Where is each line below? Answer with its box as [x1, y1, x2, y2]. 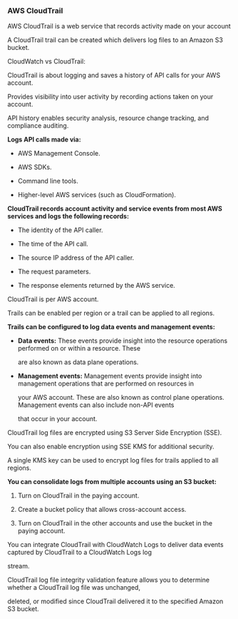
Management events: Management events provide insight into [17, 372, 202, 381]
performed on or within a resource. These [17, 344, 141, 353]
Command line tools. [17, 177, 78, 186]
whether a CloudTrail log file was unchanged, [7, 583, 141, 592]
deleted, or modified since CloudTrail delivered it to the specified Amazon [7, 597, 224, 605]
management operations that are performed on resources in [17, 379, 195, 388]
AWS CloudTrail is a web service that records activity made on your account [7, 22, 232, 31]
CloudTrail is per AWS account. [7, 295, 99, 303]
